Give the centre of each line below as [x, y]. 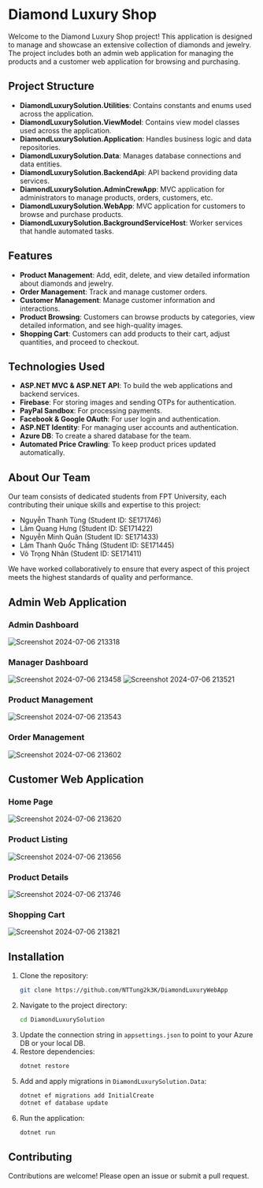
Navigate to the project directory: [73, 1005]
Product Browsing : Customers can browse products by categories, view [137, 316]
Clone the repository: [54, 976]
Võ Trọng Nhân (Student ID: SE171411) [80, 554]
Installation [36, 956]
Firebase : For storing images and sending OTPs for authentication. [128, 402]
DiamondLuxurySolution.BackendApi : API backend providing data [128, 172]
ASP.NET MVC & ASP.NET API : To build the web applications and [126, 386]
